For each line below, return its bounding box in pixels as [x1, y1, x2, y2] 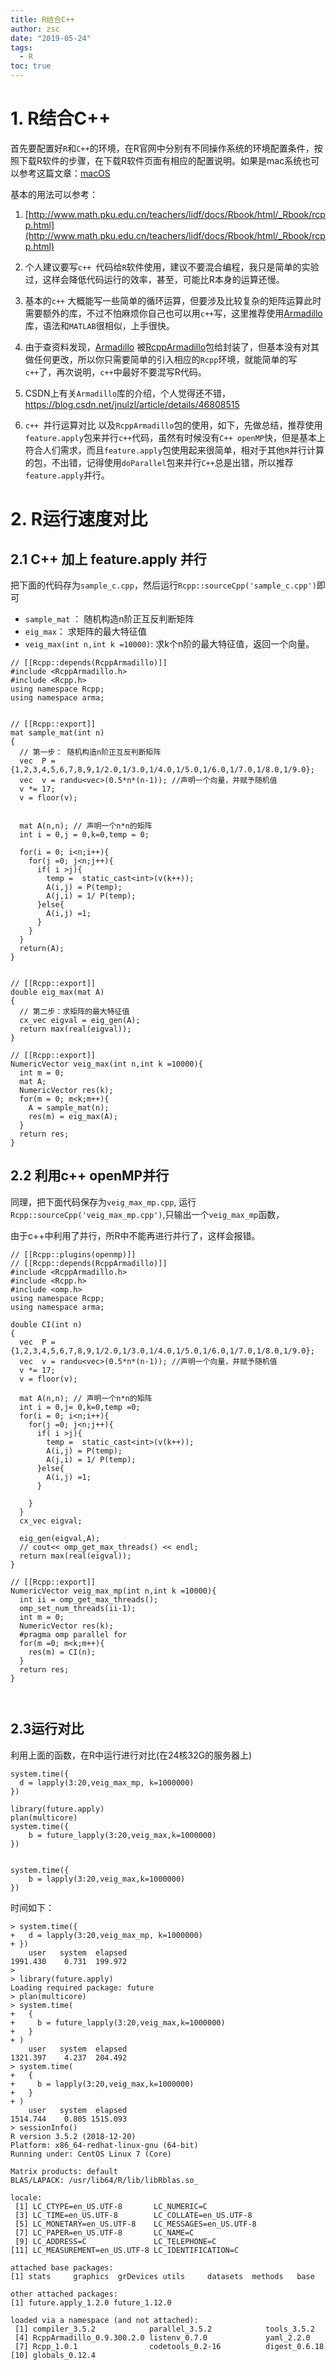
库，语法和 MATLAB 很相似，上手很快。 [24, 319, 175, 331]
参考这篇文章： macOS [18, 167, 111, 179]
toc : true [10, 61, 52, 71]
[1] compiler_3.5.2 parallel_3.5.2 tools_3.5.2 [14, 2324, 315, 2334]
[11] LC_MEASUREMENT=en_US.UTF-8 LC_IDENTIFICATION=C [10, 2245, 240, 2255]
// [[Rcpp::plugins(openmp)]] [10, 1249, 137, 1260]
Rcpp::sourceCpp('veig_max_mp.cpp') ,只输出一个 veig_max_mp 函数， [10, 1208, 285, 1220]
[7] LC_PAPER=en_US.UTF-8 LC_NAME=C [14, 2227, 195, 2238]
